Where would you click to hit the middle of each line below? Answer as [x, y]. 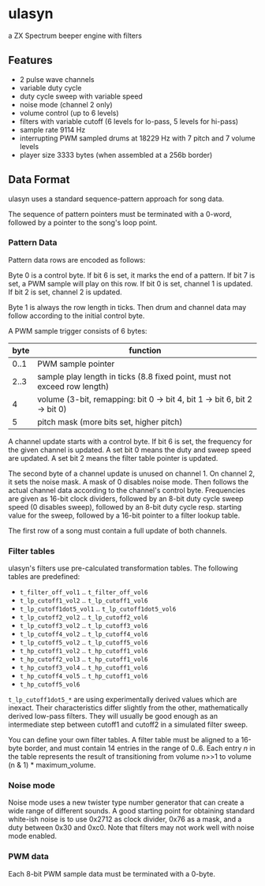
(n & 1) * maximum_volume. [52, 765]
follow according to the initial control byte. [77, 316]
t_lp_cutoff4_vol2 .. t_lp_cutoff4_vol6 [84, 634]
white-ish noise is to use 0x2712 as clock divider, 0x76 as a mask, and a [125, 819]
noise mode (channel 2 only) [66, 104]
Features [30, 60]
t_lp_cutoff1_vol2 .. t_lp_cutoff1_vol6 [84, 600]
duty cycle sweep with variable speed [81, 96]
